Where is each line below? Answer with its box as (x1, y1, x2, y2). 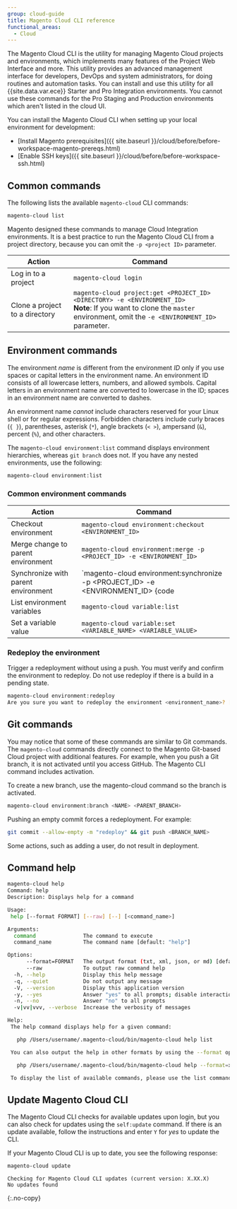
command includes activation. (7, 767, 95, 775)
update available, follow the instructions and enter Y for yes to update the (7, 1128, 220, 1136)
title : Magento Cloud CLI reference (7, 17, 115, 24)
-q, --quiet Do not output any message (13, 977, 162, 985)
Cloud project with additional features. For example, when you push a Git (7, 752, 219, 761)
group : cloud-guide (7, 10, 65, 18)
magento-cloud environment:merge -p (81, 545, 205, 553)
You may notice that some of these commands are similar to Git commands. (7, 737, 227, 746)
